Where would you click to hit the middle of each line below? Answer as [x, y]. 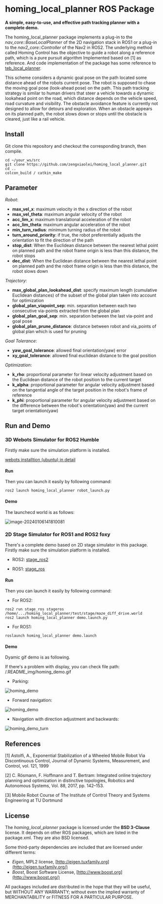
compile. [14, 151]
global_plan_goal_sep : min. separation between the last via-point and [82, 316]
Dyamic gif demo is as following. [38, 657]
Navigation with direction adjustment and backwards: [65, 719]
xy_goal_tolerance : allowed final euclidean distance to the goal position [84, 355]
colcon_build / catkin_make [34, 173]
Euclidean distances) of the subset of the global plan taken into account [84, 295]
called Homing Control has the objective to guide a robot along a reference [80, 53]
